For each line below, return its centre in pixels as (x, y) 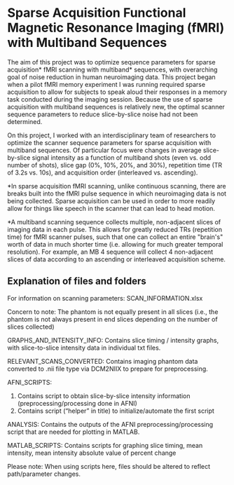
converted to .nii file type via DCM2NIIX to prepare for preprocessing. (108, 369)
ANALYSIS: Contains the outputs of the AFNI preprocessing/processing (110, 424)
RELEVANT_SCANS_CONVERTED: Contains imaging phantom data (103, 361)
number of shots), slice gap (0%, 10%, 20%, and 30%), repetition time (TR (115, 165)
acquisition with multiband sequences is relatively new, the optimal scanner (116, 107)
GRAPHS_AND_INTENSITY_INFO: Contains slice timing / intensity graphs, (113, 340)
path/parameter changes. (44, 474)
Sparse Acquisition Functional (97, 13)
